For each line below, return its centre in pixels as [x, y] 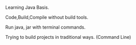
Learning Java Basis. [27, 7]
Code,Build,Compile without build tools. [47, 17]
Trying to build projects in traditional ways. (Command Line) [68, 37]
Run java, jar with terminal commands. [46, 27]
